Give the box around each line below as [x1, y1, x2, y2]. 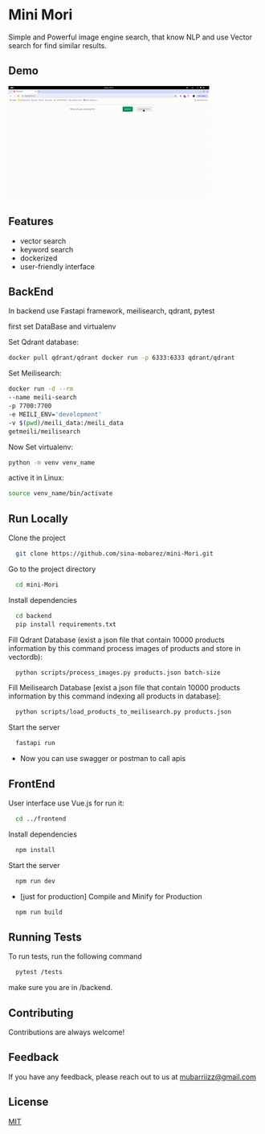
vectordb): [8, 652, 43, 661]
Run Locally [8, 512, 68, 526]
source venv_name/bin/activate [8, 489, 113, 497]
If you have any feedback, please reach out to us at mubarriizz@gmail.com [8, 1071, 257, 1082]
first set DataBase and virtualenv [8, 321, 116, 331]
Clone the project [8, 533, 66, 543]
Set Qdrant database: [8, 338, 79, 347]
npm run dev [15, 877, 56, 885]
